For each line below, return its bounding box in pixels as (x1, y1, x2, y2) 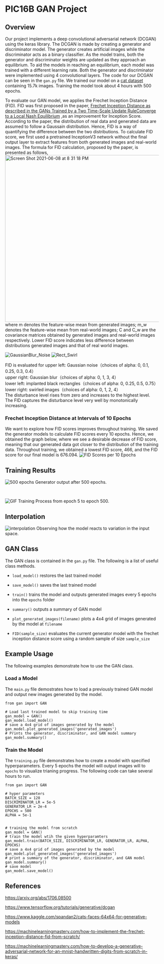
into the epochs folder (12, 596, 55, 602)
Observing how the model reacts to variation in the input (36, 525, 150, 531)
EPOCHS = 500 (5, 809, 32, 814)
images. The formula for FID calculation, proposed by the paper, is (5, 145, 138, 150)
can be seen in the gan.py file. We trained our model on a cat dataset (5, 77, 143, 83)
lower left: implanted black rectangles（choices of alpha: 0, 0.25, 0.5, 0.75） (5, 381, 159, 386)
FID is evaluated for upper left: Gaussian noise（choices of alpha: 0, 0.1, (5, 362, 149, 368)
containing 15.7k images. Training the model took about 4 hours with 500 (5, 83, 152, 89)
